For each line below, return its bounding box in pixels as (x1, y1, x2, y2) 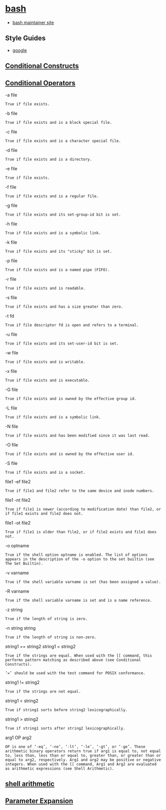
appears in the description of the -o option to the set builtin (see (5, 556, 155, 562)
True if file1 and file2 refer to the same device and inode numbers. (5, 488, 155, 493)
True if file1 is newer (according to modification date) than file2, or (5, 506, 162, 512)
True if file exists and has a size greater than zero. (5, 304, 123, 309)
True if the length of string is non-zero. (5, 635, 97, 640)
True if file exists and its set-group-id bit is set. (5, 212, 121, 217)
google (12, 47, 27, 53)
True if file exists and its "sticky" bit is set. (5, 249, 112, 254)
